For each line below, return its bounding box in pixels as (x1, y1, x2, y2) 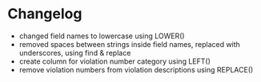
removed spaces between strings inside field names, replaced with (18, 39, 241, 49)
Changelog (7, 5, 82, 23)
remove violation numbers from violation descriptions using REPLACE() (18, 64, 254, 74)
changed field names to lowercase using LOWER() (18, 31, 185, 41)
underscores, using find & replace (18, 48, 131, 57)
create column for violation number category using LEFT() (18, 57, 211, 66)
